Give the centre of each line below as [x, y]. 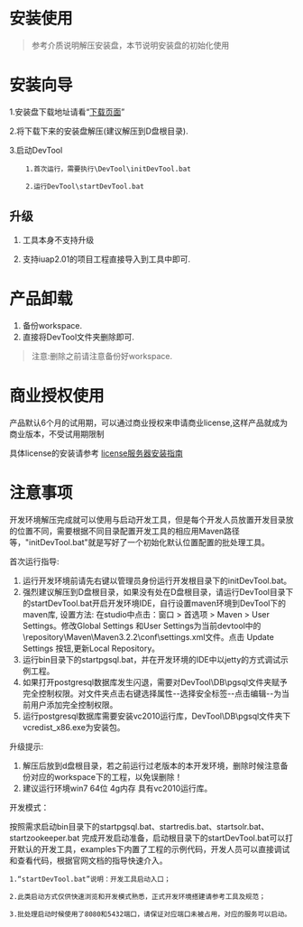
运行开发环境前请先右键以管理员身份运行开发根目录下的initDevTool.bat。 [157, 580]
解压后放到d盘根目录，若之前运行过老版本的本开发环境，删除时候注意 [151, 765]
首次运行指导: [35, 561]
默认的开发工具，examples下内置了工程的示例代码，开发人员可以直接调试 [153, 848]
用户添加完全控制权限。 [74, 704]
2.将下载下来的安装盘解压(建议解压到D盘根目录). [99, 131]
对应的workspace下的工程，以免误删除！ [106, 776]
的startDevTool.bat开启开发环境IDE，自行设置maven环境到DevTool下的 [154, 603]
